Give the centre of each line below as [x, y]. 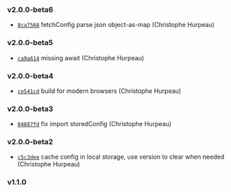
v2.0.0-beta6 [30, 10]
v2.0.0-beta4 [31, 76]
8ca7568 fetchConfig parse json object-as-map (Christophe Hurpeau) [116, 25]
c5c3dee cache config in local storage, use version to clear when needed [121, 157]
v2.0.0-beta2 [30, 142]
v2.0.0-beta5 [30, 43]
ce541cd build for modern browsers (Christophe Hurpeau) [99, 91]
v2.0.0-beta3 [30, 109]
